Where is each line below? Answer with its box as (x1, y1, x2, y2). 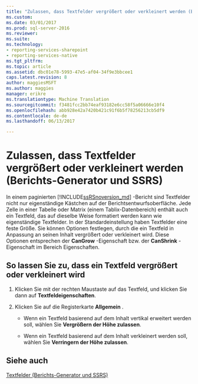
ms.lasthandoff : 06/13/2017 (6, 119, 75, 124)
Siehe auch (6, 356, 48, 366)
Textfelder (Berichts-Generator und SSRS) (6, 371, 108, 378)
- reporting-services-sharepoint (6, 47, 88, 53)
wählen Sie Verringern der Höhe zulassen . (23, 339, 128, 346)
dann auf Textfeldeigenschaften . (14, 291, 96, 298)
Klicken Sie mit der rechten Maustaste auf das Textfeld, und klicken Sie (14, 285, 187, 293)
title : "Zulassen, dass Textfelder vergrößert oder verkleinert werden (6, 8, 186, 15)
